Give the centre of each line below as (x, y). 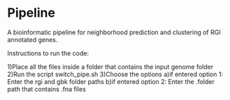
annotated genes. (33, 39)
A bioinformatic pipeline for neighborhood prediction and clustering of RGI (114, 32)
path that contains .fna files (46, 89)
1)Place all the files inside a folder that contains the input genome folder (110, 66)
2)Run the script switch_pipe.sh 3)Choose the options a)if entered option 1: (115, 74)
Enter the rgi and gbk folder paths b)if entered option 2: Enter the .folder (111, 81)
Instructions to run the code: (48, 53)
